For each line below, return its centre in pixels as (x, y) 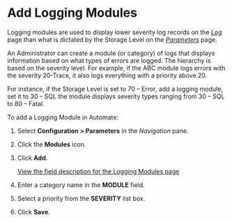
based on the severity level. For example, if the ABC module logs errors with (116, 68)
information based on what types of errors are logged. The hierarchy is (109, 60)
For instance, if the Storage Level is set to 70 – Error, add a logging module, (115, 89)
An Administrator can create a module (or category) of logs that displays (111, 53)
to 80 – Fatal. (26, 103)
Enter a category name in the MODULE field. (81, 185)
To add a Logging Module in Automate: (63, 117)
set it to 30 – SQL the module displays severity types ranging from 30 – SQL (116, 96)
